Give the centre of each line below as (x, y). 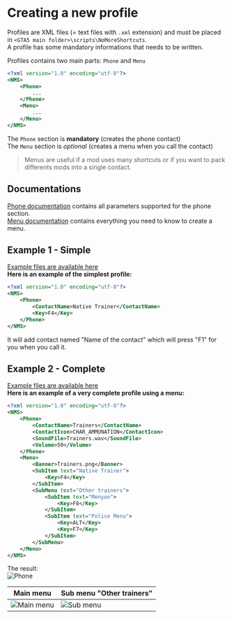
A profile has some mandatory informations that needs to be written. (105, 47)
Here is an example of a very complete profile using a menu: (96, 393)
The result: (23, 569)
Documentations (44, 189)
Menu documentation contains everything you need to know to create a (110, 221)
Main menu (33, 593)
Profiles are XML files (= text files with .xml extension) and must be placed (114, 32)
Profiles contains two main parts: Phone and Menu (76, 60)
